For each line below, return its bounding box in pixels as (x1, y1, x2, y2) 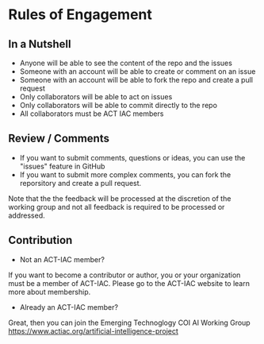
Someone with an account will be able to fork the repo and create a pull (19, 75, 254, 84)
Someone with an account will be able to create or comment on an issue (19, 67, 256, 76)
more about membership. (8, 287, 91, 296)
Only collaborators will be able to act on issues (19, 92, 173, 101)
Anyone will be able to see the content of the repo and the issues (19, 58, 232, 68)
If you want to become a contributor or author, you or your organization (8, 270, 241, 280)
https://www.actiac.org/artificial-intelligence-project (8, 326, 178, 335)
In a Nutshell (8, 37, 71, 51)
